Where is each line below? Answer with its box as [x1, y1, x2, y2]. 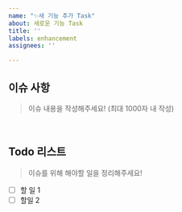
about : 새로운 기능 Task [8, 19, 83, 27]
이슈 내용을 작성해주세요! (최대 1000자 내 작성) [27, 103, 175, 113]
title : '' [8, 27, 42, 35]
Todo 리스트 [8, 145, 67, 159]
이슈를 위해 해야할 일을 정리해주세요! [27, 168, 143, 177]
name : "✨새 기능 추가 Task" [8, 11, 95, 20]
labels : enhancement [8, 34, 78, 43]
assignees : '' [8, 42, 56, 50]
